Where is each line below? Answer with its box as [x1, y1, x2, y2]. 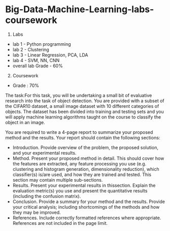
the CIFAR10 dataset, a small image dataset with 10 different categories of [5, 103, 159, 109]
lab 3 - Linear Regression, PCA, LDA [12, 52, 88, 58]
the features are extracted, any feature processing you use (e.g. [12, 160, 147, 166]
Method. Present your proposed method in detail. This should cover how [12, 155, 164, 161]
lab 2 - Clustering [12, 46, 49, 52]
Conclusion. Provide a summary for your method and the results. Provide [12, 198, 165, 205]
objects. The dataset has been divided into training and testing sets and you [5, 108, 164, 114]
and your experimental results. [12, 150, 77, 156]
